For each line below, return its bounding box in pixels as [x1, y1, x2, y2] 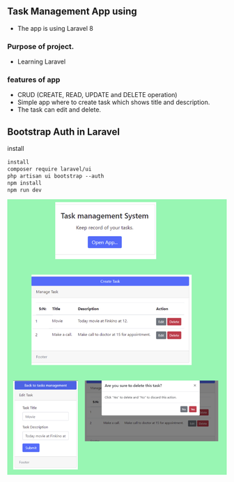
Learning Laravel [17, 57, 66, 66]
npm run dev [7, 187, 42, 194]
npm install [7, 180, 42, 187]
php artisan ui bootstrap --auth [7, 173, 104, 180]
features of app [7, 75, 61, 85]
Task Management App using [7, 6, 137, 17]
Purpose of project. [7, 41, 75, 51]
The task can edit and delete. [17, 105, 102, 114]
